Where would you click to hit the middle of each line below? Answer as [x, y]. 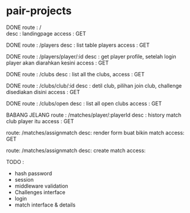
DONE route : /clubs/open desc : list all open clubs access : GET [84, 103]
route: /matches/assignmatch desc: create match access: [76, 150]
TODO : [15, 162]
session [24, 179]
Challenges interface [40, 192]
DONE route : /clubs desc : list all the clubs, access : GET [76, 74]
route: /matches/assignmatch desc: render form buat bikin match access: [95, 133]
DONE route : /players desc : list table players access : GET [78, 45]
